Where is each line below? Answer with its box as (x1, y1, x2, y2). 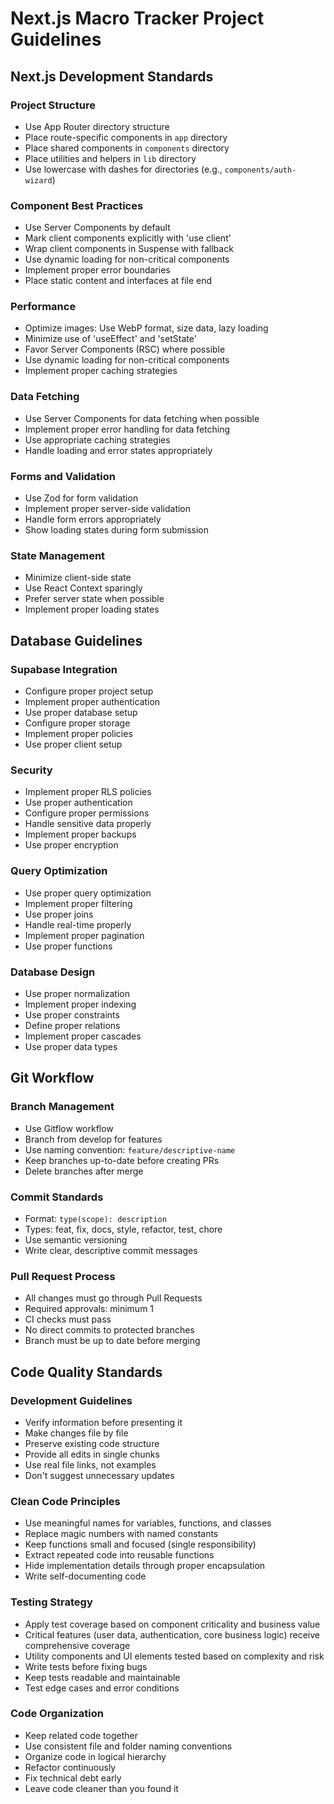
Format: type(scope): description (24, 1212, 167, 1224)
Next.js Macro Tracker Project (10, 7, 265, 30)
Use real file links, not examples (24, 1458, 157, 1471)
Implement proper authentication (24, 696, 161, 708)
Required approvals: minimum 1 (24, 1303, 155, 1315)
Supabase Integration (10, 662, 118, 676)
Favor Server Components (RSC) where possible (24, 343, 226, 356)
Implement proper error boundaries (24, 264, 171, 276)
